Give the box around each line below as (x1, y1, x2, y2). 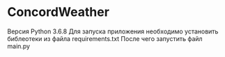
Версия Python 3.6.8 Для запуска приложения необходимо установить (7, 27, 219, 35)
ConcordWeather (7, 4, 110, 20)
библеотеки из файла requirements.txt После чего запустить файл (7, 34, 203, 42)
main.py (7, 42, 30, 50)
